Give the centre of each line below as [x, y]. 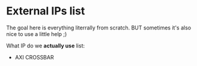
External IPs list [46, 11]
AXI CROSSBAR [34, 57]
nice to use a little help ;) [37, 34]
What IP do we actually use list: [46, 46]
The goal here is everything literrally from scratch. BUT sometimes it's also [98, 28]
